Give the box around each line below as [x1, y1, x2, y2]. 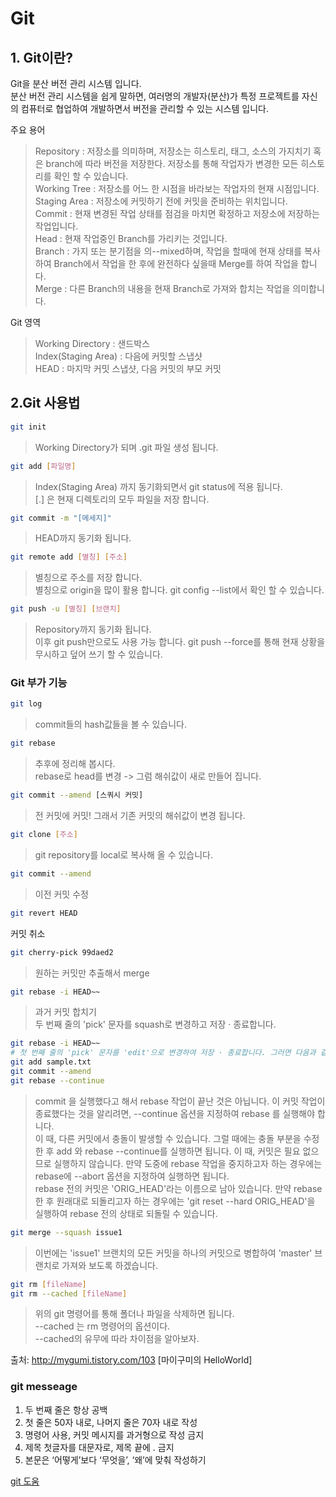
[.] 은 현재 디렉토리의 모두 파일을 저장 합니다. [34, 493, 210, 505]
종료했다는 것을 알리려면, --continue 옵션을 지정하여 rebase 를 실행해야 [34, 1107, 316, 1119]
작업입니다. [34, 220, 79, 232]
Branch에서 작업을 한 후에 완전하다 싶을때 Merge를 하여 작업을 [53, 258, 299, 269]
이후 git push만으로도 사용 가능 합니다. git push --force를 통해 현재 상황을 [34, 636, 326, 648]
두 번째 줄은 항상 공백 [24, 1403, 108, 1416]
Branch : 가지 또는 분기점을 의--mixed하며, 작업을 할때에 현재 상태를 [34, 245, 303, 257]
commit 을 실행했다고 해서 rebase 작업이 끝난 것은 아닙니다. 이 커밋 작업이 [34, 1095, 326, 1107]
